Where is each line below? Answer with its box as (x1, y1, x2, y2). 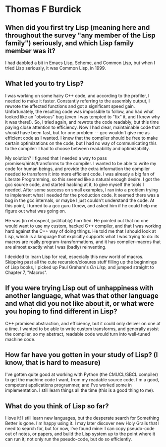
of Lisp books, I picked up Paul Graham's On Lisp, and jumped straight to (5, 264, 155, 270)
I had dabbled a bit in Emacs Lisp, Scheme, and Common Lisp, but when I (5, 60, 155, 66)
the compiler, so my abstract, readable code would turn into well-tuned (5, 331, 150, 337)
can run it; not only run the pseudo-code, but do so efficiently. (5, 436, 132, 442)
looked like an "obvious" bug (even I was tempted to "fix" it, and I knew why (5, 113, 160, 120)
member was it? (5, 46, 55, 55)
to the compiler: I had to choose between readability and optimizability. (5, 145, 150, 151)
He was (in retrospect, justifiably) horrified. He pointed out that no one (5, 217, 149, 223)
